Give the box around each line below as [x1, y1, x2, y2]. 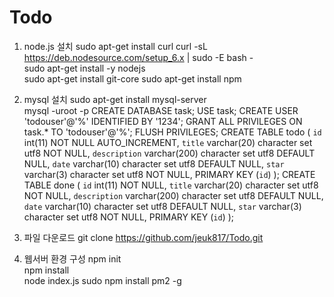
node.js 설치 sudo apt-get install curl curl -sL [23, 40, 208, 52]
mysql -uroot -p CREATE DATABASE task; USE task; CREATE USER [23, 104, 299, 116]
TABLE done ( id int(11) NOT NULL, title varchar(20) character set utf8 [23, 179, 319, 191]
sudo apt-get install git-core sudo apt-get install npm [23, 72, 242, 85]
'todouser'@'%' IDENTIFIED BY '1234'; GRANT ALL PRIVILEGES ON [23, 115, 303, 127]
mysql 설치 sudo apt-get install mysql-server [23, 93, 207, 105]
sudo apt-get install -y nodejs [23, 62, 146, 74]
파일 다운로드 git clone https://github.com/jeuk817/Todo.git [23, 231, 264, 243]
